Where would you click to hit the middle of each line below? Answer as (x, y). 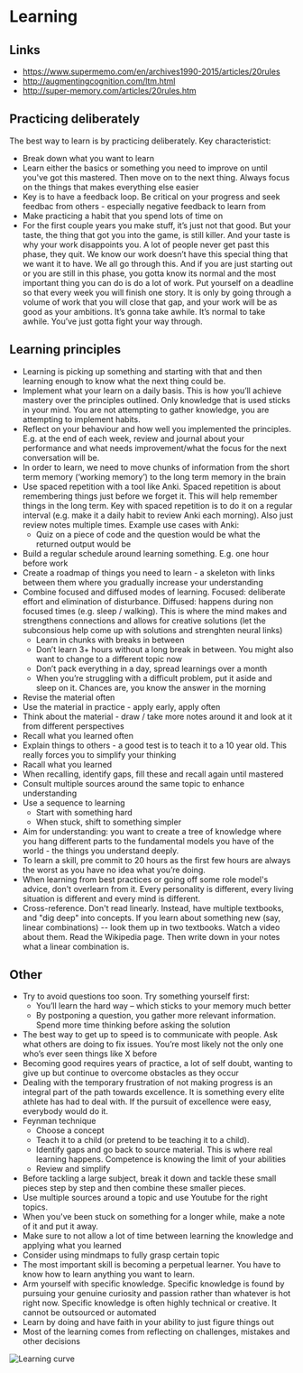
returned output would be (83, 544)
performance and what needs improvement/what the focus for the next (154, 447)
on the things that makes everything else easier (110, 187)
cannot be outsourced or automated (89, 1313)
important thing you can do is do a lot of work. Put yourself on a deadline (158, 282)
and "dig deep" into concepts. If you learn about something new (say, (151, 917)
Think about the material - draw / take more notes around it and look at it (157, 716)
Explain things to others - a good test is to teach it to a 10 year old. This (154, 745)
